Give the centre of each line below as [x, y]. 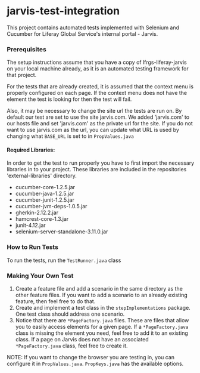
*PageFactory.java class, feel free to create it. [71, 346]
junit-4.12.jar [31, 226]
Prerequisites [26, 49]
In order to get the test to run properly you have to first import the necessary [101, 163]
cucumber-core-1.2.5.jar [45, 187]
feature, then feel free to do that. [55, 301]
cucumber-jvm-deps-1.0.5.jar [51, 206]
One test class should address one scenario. [70, 314]
